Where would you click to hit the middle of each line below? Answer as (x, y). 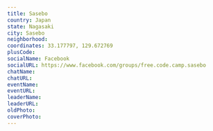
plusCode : (22, 53)
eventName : (23, 85)
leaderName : (24, 98)
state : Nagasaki (31, 26)
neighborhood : (28, 40)
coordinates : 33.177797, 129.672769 (60, 46)
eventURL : (22, 91)
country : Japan (29, 20)
